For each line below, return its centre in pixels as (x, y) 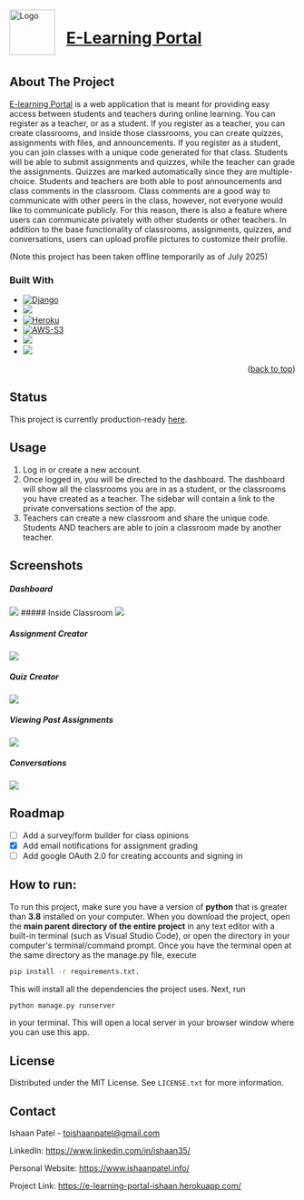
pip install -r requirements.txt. (75, 971)
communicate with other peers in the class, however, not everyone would (146, 200)
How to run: (43, 885)
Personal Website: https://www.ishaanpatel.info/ (100, 1168)
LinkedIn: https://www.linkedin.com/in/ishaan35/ (100, 1151)
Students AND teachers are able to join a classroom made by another (152, 527)
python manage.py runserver (63, 1005)
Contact (33, 1111)
